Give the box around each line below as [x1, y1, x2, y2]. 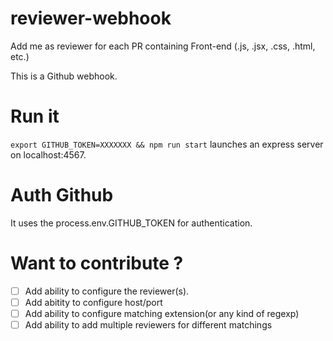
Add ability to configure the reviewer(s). [24, 285, 190, 297]
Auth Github [10, 184, 114, 207]
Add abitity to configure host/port [24, 296, 163, 308]
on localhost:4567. [10, 148, 87, 161]
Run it [10, 105, 60, 128]
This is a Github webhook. [10, 70, 118, 82]
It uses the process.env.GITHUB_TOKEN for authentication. [10, 217, 253, 229]
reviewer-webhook [10, 7, 172, 30]
